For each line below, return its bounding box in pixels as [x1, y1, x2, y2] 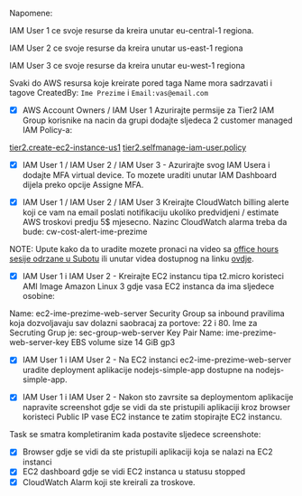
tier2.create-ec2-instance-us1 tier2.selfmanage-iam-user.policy [9, 142, 247, 153]
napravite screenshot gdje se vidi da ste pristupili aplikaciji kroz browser [22, 402, 291, 413]
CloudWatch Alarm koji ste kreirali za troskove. [22, 476, 196, 487]
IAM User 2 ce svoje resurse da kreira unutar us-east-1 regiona [9, 42, 243, 53]
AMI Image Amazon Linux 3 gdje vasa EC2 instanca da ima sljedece [22, 281, 275, 292]
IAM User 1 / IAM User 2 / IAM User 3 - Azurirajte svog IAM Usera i [22, 160, 270, 171]
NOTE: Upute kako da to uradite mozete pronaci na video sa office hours [9, 244, 279, 255]
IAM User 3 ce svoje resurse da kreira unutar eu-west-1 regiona [9, 61, 245, 70]
